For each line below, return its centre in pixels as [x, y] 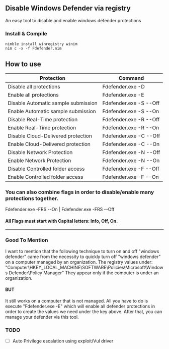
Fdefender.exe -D [123, 86]
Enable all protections [33, 94]
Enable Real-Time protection [42, 127]
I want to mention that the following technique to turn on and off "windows [82, 251]
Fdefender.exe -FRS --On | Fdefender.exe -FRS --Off [60, 210]
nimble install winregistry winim [41, 44]
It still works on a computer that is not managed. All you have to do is [77, 301]
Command [131, 78]
